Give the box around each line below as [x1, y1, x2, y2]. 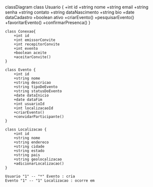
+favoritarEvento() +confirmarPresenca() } [5, 19, 91, 25]
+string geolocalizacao [14, 157, 62, 162]
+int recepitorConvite [14, 42, 60, 47]
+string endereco [14, 140, 49, 145]
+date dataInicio [14, 93, 49, 98]
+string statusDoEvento [14, 89, 62, 93]
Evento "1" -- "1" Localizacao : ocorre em [5, 178, 95, 183]
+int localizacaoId [14, 106, 54, 111]
